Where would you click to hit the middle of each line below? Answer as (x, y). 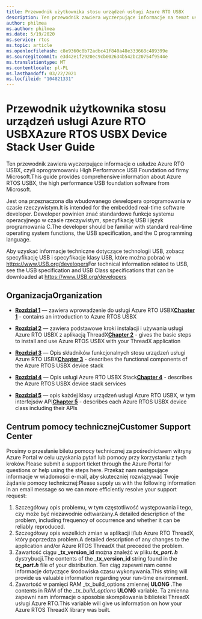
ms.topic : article (29, 46)
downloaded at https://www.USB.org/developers (66, 277)
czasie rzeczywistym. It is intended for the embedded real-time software (96, 208)
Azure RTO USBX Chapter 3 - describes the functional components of (101, 359)
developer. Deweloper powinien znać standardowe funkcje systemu (90, 214)
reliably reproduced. (40, 526)
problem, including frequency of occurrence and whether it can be (97, 520)
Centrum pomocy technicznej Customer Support (99, 427)
